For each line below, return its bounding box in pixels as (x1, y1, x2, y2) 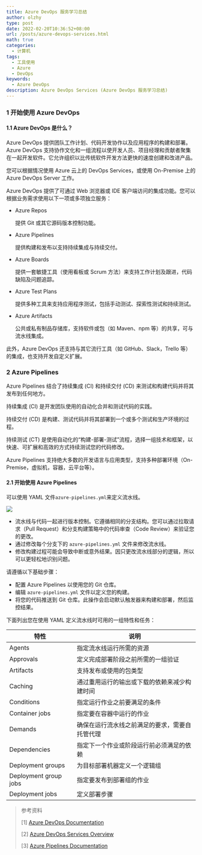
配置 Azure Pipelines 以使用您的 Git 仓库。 (14, 581, 120, 588)
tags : (6, 54, 20, 60)
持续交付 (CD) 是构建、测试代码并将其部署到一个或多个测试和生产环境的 (6, 415, 185, 423)
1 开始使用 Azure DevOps (6, 108, 80, 116)
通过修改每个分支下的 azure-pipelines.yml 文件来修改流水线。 (14, 540, 170, 547)
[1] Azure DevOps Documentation (20, 818, 104, 826)
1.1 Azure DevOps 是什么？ (6, 124, 73, 131)
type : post (6, 20, 34, 26)
